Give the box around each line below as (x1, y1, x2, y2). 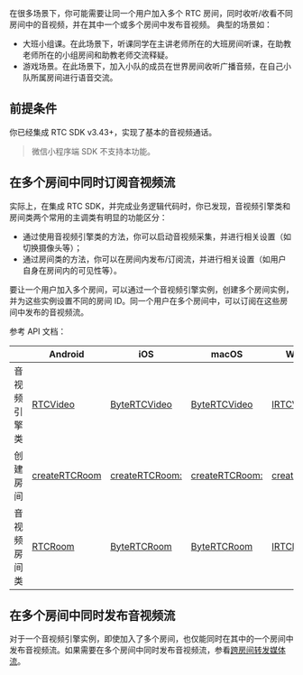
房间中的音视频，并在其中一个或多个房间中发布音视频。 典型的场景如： (9, 19, 272, 30)
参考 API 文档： (9, 326, 67, 337)
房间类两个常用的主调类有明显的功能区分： (9, 211, 168, 223)
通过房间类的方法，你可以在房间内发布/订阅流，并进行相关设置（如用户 (22, 254, 287, 264)
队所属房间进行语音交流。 (22, 72, 118, 83)
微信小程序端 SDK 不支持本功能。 (31, 145, 156, 156)
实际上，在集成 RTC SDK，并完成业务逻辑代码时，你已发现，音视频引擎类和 (9, 200, 291, 211)
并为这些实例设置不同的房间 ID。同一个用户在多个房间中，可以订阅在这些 (9, 295, 280, 306)
